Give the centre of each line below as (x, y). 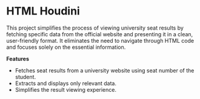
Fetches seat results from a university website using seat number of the (105, 70)
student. (25, 77)
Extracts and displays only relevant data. (66, 83)
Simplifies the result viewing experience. (66, 89)
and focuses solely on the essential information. (66, 47)
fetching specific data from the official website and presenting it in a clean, (100, 34)
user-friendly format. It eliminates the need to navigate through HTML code (100, 40)
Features (18, 59)
